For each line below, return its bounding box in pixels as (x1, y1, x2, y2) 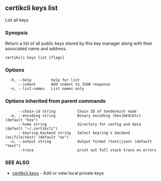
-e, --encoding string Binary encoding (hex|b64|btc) (9, 113, 141, 118)
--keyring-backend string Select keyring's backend (18, 130, 131, 135)
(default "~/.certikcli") (5, 126, 58, 131)
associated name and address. (5, 46, 67, 52)
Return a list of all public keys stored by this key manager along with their (5, 40, 153, 46)
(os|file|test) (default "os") (5, 135, 69, 140)
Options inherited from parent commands (5, 98, 106, 105)
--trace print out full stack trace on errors (18, 148, 157, 152)
